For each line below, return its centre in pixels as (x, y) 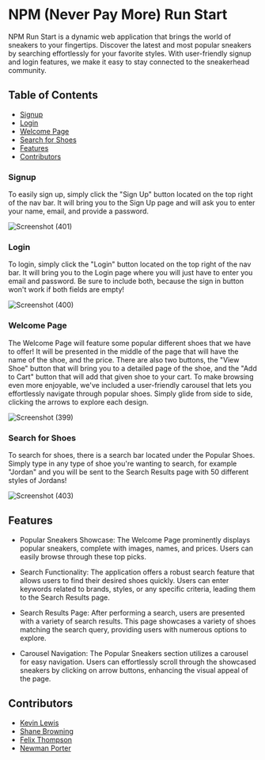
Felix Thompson (46, 739)
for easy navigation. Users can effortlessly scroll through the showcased (138, 662)
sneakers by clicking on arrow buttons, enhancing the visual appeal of (134, 670)
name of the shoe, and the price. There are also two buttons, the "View (124, 359)
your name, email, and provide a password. (78, 211)
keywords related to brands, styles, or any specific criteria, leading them (137, 589)
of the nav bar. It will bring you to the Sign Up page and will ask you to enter (132, 203)
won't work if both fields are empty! (66, 290)
